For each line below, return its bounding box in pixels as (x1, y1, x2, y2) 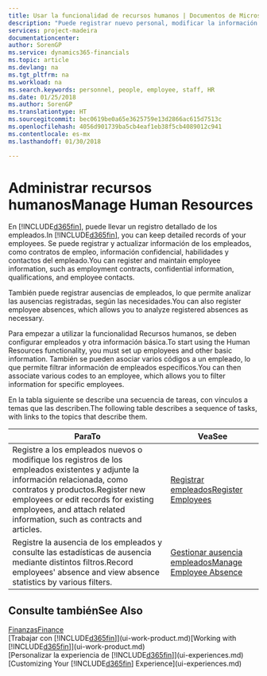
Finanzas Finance (8, 625, 64, 635)
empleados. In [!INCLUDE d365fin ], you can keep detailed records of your (8, 230, 246, 240)
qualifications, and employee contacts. (8, 272, 135, 283)
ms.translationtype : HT (8, 108, 87, 116)
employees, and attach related (12, 504, 126, 515)
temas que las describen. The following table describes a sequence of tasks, (8, 404, 258, 413)
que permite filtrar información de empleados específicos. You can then (8, 363, 242, 373)
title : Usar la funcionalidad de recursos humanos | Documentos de (8, 11, 237, 20)
